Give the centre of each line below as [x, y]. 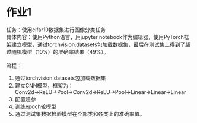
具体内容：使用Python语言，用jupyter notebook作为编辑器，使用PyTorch [95, 37]
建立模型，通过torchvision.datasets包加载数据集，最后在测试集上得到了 [98, 44]
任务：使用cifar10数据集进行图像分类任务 [56, 30]
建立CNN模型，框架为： [44, 85]
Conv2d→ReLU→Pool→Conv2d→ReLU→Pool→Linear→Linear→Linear [100, 92]
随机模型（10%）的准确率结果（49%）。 [60, 51]
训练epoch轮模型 [36, 106]
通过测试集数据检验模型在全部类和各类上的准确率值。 [80, 114]
